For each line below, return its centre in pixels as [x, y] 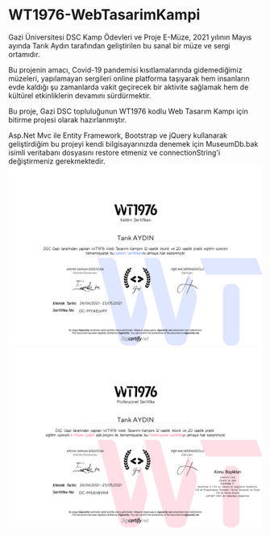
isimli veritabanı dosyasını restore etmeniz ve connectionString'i [114, 152]
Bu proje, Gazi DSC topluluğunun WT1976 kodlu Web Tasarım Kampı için [128, 111]
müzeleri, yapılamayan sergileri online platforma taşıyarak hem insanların [129, 78]
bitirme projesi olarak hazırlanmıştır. [68, 119]
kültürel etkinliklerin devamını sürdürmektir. [80, 95]
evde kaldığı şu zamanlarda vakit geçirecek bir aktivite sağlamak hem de [129, 87]
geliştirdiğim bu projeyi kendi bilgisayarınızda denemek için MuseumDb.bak [133, 143]
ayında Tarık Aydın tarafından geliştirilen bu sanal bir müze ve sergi [120, 45]
